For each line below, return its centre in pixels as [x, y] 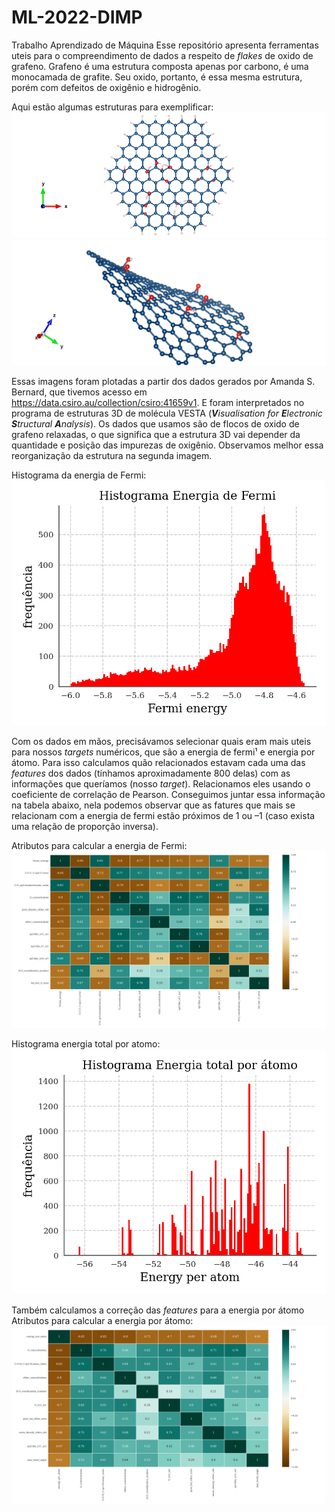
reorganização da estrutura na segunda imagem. [112, 455]
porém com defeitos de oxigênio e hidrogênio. [106, 87]
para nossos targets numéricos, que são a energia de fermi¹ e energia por [163, 752]
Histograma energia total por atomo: [86, 1044]
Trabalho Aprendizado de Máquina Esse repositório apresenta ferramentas [165, 45]
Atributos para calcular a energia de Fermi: [99, 845]
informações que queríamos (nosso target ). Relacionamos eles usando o [161, 783]
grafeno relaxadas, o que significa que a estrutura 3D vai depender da [156, 434]
